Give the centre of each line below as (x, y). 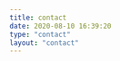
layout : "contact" (44, 43)
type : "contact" (40, 34)
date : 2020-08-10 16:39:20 (60, 26)
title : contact (38, 17)
